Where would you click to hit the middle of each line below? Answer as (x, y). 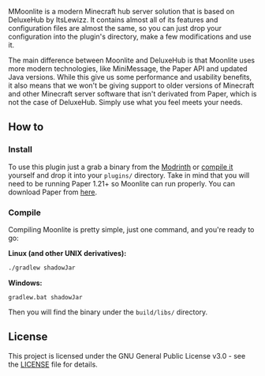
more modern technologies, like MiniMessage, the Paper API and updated (128, 69)
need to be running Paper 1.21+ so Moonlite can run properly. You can (121, 183)
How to (26, 127)
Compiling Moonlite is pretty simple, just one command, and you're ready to (131, 229)
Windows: (25, 283)
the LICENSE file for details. (53, 364)
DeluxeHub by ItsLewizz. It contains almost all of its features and (113, 20)
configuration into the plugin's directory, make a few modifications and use (130, 36)
